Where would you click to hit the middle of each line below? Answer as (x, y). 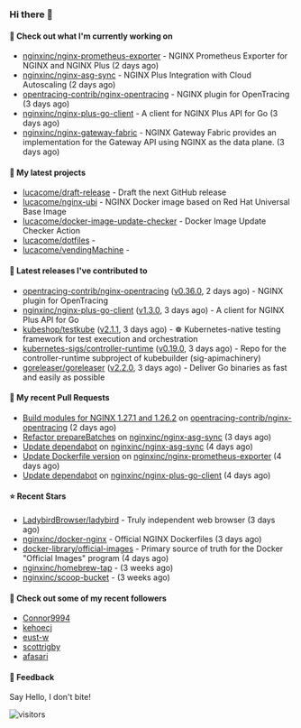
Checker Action (51, 231)
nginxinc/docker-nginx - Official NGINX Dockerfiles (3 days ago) (142, 539)
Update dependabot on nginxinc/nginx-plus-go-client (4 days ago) (146, 475)
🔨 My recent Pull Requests (59, 398)
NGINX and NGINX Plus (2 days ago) (91, 66)
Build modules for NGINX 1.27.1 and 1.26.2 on (105, 418)
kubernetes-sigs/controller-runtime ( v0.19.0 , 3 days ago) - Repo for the (154, 348)
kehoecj (37, 628)
